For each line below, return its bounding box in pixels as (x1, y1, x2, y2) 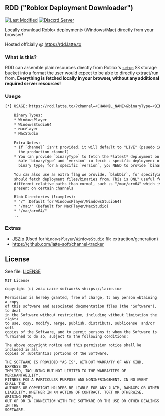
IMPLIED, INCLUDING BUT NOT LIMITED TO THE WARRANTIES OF (5, 368, 126, 373)
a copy (5, 299, 19, 304)
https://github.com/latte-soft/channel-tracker (12, 241, 104, 247)
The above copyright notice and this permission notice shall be (5, 342, 141, 348)
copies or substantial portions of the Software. (5, 351, 109, 356)
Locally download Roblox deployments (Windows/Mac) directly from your (5, 27, 154, 32)
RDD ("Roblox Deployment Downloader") (5, 4, 134, 12)
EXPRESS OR (5, 364, 27, 369)
